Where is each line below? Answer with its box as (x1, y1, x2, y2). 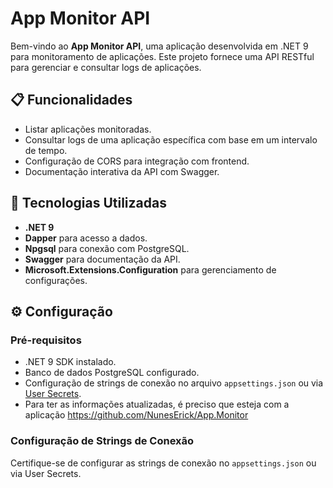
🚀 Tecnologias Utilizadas (10, 195, 167, 212)
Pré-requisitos (10, 333, 82, 347)
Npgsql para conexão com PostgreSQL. (24, 242, 190, 254)
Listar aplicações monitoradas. (24, 123, 152, 135)
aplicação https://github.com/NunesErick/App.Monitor (24, 409, 249, 421)
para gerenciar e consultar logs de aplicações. (10, 61, 202, 73)
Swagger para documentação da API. (24, 253, 181, 265)
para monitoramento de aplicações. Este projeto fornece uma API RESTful (10, 50, 315, 62)
